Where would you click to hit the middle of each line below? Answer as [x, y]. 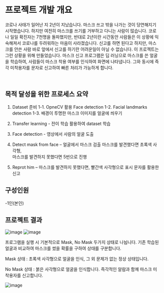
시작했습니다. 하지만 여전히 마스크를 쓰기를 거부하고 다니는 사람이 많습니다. [76, 30]
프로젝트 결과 [24, 220]
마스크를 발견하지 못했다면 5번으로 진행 [49, 157]
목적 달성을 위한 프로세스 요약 [47, 94]
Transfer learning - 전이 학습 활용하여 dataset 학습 [61, 123]
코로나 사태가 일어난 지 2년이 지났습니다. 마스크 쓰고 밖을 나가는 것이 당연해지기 [81, 25]
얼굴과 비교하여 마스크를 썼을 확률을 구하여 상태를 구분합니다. [63, 248]
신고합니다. [32, 275]
